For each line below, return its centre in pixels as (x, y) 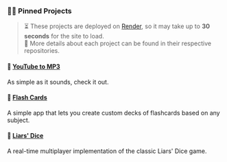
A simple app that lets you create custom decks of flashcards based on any (114, 113)
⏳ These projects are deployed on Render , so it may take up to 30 (117, 26)
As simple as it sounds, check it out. (58, 82)
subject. (19, 120)
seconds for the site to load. (64, 36)
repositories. (41, 51)
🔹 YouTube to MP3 (34, 66)
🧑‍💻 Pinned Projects (39, 11)
